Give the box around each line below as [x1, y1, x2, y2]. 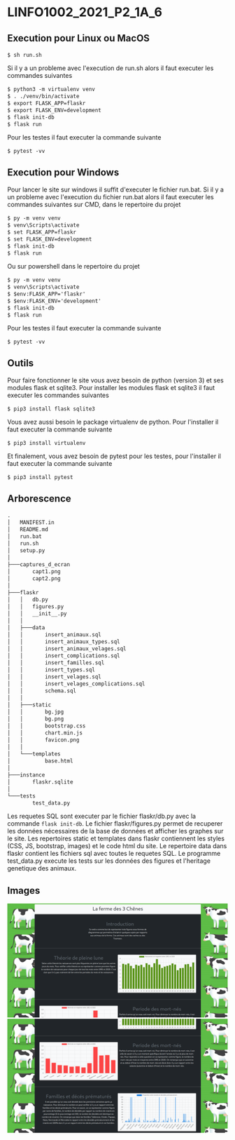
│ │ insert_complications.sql [7, 652, 120, 659]
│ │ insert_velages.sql [7, 673, 101, 680]
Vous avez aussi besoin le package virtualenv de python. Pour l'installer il [7, 417, 219, 426]
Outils [7, 357, 34, 369]
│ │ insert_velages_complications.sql [7, 680, 145, 688]
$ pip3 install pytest [7, 474, 73, 481]
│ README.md [7, 526, 49, 533]
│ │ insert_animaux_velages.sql [7, 645, 127, 652]
